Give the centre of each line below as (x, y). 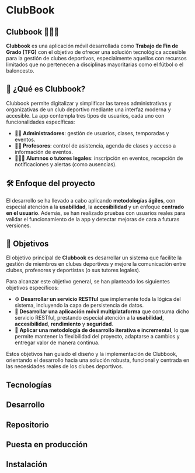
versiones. (19, 225)
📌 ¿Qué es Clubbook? (46, 89)
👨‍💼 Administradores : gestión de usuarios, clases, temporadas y (92, 133)
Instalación (27, 465)
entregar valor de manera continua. (57, 342)
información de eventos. (44, 152)
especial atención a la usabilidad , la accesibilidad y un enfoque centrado (95, 207)
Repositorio (28, 425)
